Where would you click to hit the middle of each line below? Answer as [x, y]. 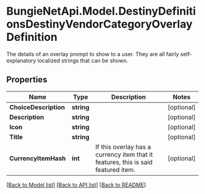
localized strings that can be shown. [83, 60]
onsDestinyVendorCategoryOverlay [99, 24]
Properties [27, 80]
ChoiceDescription [37, 107]
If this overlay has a [123, 146]
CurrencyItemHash [38, 158]
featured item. [115, 170]
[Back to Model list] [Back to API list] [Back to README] [76, 185]
